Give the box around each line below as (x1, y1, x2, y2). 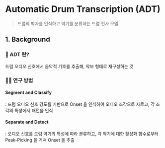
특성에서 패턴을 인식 (14, 107, 53, 113)
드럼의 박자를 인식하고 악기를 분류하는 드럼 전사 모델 (17, 20, 118, 26)
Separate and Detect (5, 119, 49, 125)
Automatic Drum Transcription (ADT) (5, 3, 161, 15)
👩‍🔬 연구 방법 (5, 77, 33, 84)
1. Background (5, 35, 51, 44)
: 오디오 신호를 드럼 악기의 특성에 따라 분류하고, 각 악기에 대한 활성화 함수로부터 (5, 131, 159, 137)
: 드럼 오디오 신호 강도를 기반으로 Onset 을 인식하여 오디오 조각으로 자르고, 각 (5, 101, 155, 107)
